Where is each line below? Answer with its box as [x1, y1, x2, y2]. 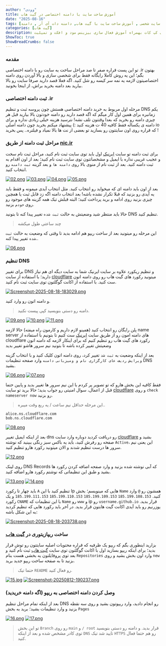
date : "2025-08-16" [5, 16, 46, 21]
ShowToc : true [5, 35, 35, 40]
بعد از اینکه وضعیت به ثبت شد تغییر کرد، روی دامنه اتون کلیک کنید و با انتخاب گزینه [5, 352, 154, 358]
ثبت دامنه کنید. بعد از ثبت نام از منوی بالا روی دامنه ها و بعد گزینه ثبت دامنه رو [5, 161, 154, 167]
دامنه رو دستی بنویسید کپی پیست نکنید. [17, 307, 90, 314]
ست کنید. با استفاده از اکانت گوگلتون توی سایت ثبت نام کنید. [5, 279, 117, 284]
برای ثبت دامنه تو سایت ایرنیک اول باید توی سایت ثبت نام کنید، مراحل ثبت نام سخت [5, 151, 158, 157]
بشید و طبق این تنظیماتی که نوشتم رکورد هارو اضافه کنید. [5, 469, 111, 475]
